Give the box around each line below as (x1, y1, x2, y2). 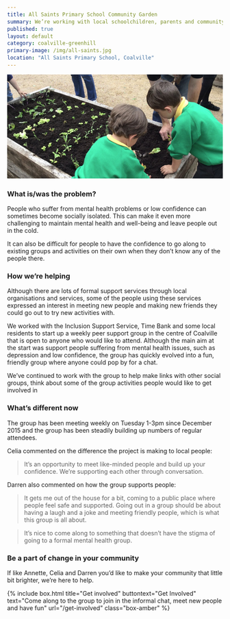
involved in (7, 386, 38, 394)
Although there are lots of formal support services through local (7, 287, 187, 295)
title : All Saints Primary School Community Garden (7, 11, 157, 18)
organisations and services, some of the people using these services (7, 294, 202, 303)
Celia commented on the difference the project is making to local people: (7, 446, 213, 455)
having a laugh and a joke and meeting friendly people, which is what (23, 508, 220, 516)
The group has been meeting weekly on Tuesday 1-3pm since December (7, 418, 212, 427)
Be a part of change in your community (7, 553, 139, 563)
